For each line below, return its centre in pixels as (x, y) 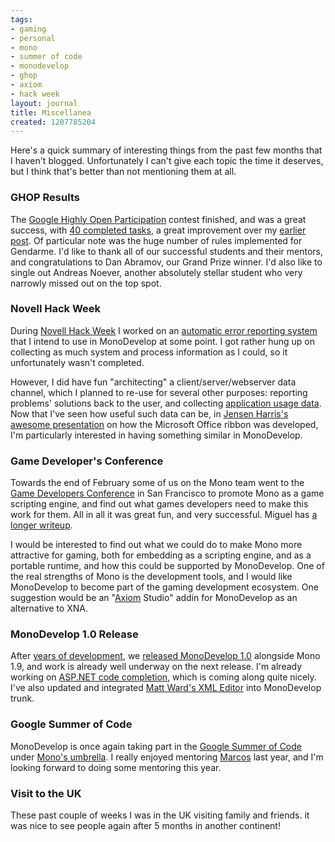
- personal (33, 38)
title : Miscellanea (51, 112)
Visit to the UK (46, 793)
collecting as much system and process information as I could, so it (149, 352)
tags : (21, 19)
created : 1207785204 (53, 122)
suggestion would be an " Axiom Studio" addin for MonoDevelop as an (154, 598)
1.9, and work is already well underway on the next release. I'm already (156, 667)
